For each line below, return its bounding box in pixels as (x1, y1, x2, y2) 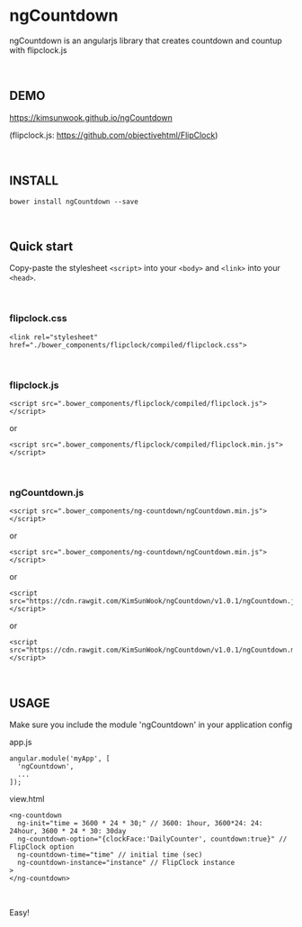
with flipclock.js (9, 44, 67, 55)
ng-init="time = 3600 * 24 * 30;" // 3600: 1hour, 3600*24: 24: (17, 819, 263, 828)
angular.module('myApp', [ (9, 754, 111, 763)
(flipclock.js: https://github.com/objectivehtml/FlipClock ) (9, 130, 218, 140)
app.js (9, 737, 32, 748)
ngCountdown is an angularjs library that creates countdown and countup (9, 35, 283, 46)
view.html (9, 794, 45, 805)
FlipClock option (9, 842, 75, 851)
